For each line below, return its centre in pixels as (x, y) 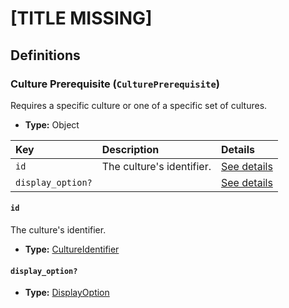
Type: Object (52, 124)
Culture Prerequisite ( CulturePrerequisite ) (115, 84)
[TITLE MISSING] (81, 18)
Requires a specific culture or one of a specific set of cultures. (139, 105)
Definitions (45, 55)
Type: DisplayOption (67, 293)
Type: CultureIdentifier (72, 249)
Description (130, 149)
